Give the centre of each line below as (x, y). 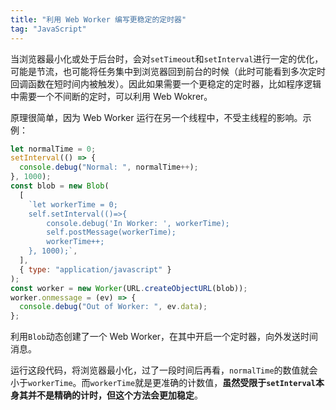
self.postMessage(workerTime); (111, 232)
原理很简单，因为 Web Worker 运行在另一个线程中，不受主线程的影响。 (156, 117)
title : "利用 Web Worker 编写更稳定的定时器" (98, 19)
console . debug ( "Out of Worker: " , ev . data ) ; (113, 307)
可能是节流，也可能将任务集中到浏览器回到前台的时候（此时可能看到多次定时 (168, 71)
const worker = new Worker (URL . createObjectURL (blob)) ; (129, 288)
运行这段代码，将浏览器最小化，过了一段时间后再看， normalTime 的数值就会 (164, 370)
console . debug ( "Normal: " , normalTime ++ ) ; (109, 167)
